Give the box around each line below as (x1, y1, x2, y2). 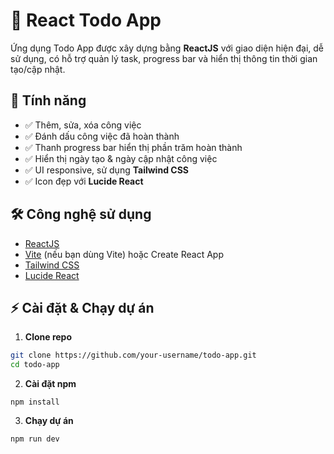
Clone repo (24, 331, 73, 343)
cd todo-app (10, 360, 60, 370)
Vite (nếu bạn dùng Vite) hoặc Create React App (24, 248, 224, 260)
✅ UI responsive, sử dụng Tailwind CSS (24, 164, 189, 176)
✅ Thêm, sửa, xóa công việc (24, 119, 142, 131)
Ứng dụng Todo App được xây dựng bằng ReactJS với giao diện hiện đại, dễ (10, 42, 325, 54)
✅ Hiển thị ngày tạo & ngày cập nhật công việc (24, 152, 218, 164)
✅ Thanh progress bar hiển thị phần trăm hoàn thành (24, 141, 243, 153)
